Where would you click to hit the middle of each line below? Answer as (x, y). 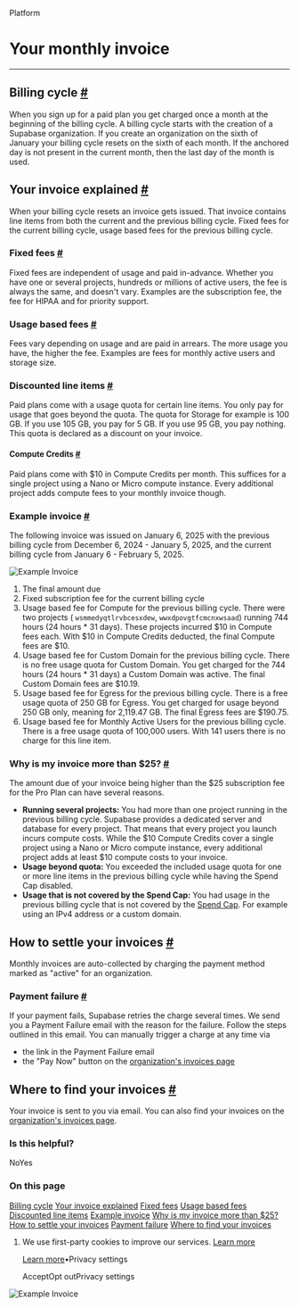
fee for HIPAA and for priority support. (79, 301)
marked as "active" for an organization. (81, 973)
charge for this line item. (67, 741)
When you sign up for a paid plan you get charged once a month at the (139, 114)
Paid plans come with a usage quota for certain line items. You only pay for (146, 405)
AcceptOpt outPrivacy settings (78, 1276)
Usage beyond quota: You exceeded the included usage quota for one (152, 867)
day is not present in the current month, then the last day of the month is (142, 152)
